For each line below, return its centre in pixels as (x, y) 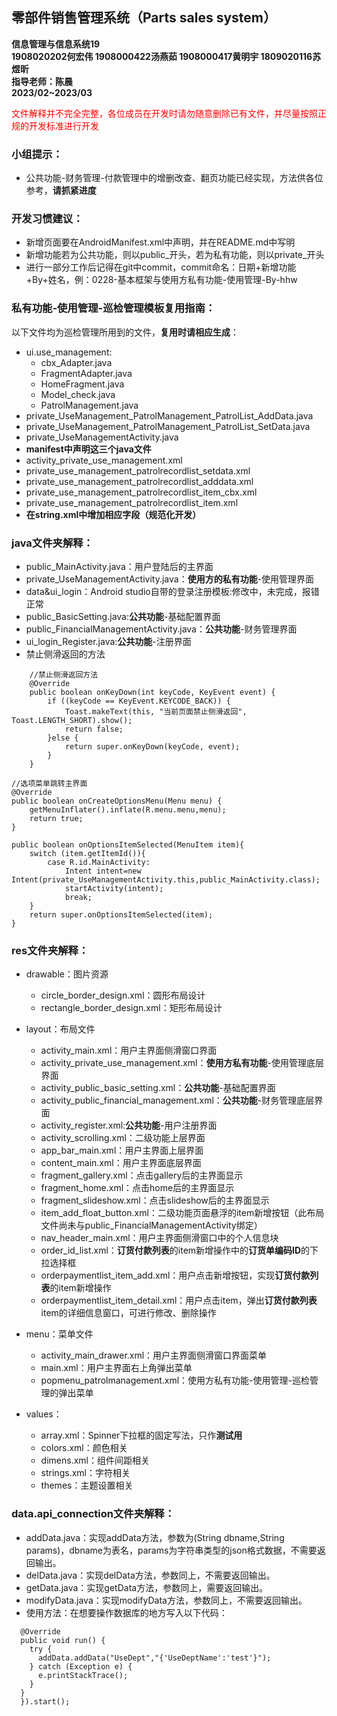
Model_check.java (78, 394)
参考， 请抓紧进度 (61, 190)
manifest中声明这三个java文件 (88, 449)
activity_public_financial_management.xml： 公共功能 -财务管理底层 (177, 1100)
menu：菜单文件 (59, 1334)
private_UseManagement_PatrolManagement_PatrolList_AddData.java (169, 415)
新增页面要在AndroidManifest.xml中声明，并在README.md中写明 (160, 242)
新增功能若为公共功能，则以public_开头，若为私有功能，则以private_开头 (175, 255)
